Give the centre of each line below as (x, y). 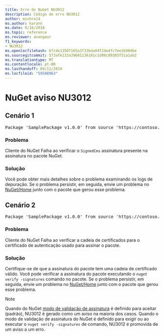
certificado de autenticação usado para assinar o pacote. (63, 245)
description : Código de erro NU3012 (42, 14)
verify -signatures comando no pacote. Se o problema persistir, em (75, 279)
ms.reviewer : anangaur (28, 37)
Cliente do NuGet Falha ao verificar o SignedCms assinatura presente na (76, 151)
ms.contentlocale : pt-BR (30, 64)
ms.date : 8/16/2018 (25, 28)
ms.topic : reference (26, 32)
